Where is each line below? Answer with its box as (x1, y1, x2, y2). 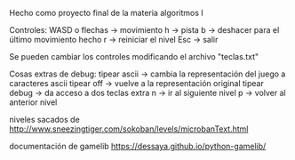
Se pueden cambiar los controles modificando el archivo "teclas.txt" (9, 52, 259, 61)
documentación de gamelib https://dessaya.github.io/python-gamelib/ (9, 141, 267, 151)
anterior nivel (9, 97, 58, 108)
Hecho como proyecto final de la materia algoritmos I (9, 8, 204, 18)
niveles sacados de (9, 115, 80, 124)
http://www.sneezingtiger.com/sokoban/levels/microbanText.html (9, 124, 249, 134)
